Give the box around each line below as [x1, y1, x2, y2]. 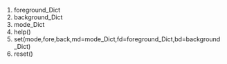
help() [13, 28, 31, 36]
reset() [13, 50, 33, 58]
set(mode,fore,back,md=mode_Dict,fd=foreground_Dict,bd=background [13, 35, 221, 43]
